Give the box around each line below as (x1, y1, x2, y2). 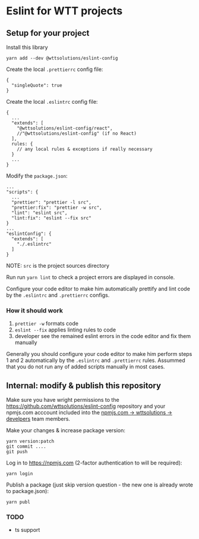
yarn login (6, 471, 33, 477)
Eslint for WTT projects (6, 4, 123, 18)
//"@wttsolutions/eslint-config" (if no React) (17, 131, 137, 137)
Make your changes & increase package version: (6, 427, 126, 434)
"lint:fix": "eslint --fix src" (11, 215, 92, 221)
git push (6, 449, 28, 455)
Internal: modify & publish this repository (6, 380, 162, 391)
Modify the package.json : (6, 172, 68, 179)
